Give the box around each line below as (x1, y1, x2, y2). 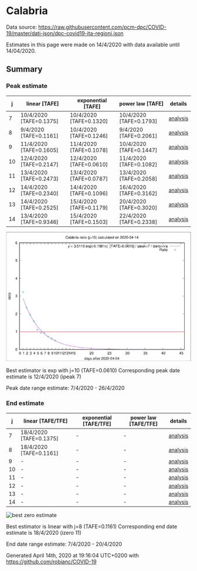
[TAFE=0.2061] (119, 132, 158, 139)
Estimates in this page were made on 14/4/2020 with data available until (6, 41, 180, 48)
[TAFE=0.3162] (119, 189, 158, 197)
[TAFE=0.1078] (69, 147, 108, 154)
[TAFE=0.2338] (119, 219, 158, 226)
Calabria (6, 4, 48, 18)
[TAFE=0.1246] (69, 132, 108, 139)
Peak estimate (6, 82, 48, 90)
